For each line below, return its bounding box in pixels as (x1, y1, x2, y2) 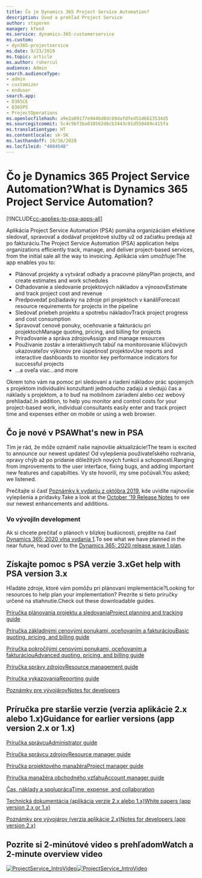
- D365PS (6, 104, 28, 110)
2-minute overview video (6, 848, 103, 859)
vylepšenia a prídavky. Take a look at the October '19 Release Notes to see (6, 494, 190, 501)
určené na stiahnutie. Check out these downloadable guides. (6, 598, 156, 605)
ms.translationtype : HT (6, 127, 66, 133)
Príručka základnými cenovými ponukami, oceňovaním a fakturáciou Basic (6, 627, 189, 634)
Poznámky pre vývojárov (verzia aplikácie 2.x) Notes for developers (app (6, 815, 186, 823)
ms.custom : (6, 37, 34, 43)
